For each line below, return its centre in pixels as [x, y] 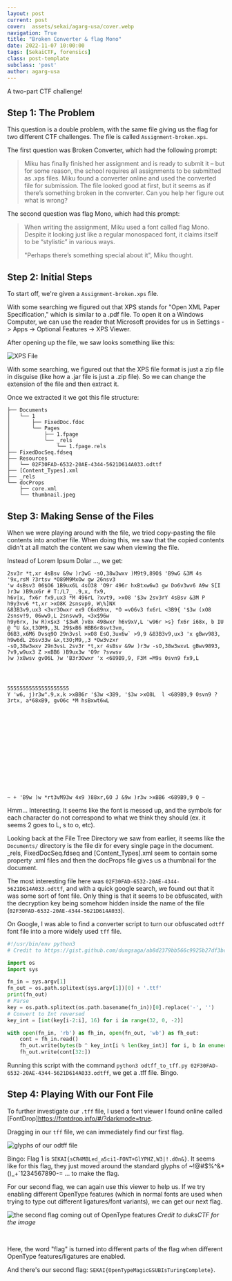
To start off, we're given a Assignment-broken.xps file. [83, 294]
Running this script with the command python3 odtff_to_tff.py [97, 1065]
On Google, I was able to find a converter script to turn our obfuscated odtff [116, 923]
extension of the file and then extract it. [63, 384]
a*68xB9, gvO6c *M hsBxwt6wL [67, 700]
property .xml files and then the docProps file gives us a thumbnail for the [112, 860]
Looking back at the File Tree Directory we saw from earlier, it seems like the [116, 838]
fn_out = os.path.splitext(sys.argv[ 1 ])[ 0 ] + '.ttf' [85, 988]
